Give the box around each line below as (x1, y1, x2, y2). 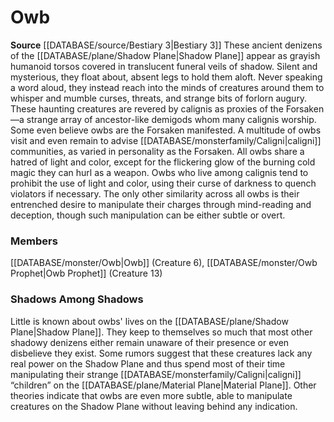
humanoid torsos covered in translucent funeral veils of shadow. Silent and (10, 60, 318, 72)
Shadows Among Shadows (10, 292, 144, 306)
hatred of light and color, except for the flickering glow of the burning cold (10, 156, 316, 168)
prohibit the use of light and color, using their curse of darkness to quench (10, 177, 317, 189)
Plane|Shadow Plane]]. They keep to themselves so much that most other (10, 326, 313, 338)
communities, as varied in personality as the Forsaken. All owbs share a (10, 145, 305, 157)
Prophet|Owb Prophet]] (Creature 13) (10, 267, 163, 280)
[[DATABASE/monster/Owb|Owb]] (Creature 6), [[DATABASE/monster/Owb (10, 257, 318, 269)
